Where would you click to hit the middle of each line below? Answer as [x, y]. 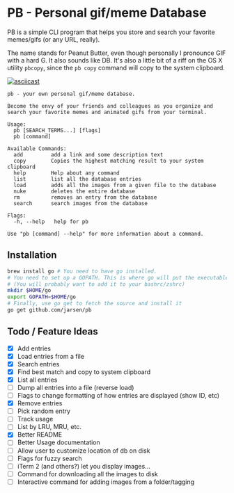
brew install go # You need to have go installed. [82, 271]
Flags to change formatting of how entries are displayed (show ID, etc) [118, 396]
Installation [32, 255]
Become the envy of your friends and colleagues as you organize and [110, 106]
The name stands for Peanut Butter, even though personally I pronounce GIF [117, 53]
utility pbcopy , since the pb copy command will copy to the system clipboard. [116, 67]
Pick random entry [44, 411]
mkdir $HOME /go [29, 291]
